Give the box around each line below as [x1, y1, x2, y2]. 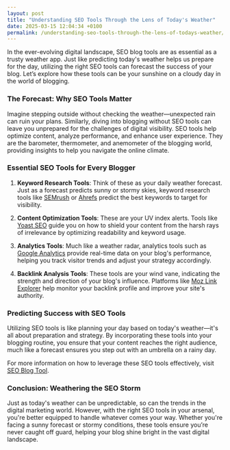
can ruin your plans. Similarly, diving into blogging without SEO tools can [7, 117, 212, 125]
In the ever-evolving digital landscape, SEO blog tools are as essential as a [7, 48, 217, 56]
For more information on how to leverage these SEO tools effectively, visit [7, 359, 214, 367]
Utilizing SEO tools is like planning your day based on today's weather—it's [7, 324, 219, 332]
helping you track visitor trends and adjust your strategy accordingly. [16, 256, 212, 264]
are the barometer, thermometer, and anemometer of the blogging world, [7, 138, 213, 147]
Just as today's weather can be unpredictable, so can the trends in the [7, 399, 207, 408]
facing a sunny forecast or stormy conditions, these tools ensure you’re [7, 421, 209, 429]
